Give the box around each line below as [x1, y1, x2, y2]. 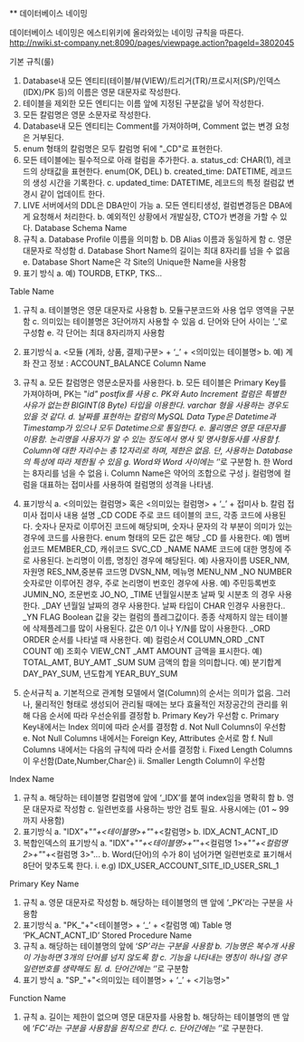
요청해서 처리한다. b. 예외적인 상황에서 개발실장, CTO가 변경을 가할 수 [32, 211, 279, 222]
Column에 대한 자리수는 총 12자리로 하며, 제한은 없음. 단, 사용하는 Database [22, 445, 293, 456]
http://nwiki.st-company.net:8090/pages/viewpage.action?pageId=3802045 [9, 37, 295, 48]
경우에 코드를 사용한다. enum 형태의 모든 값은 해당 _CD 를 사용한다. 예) [22, 533, 273, 543]
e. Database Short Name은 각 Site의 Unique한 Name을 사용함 [22, 256, 247, 267]
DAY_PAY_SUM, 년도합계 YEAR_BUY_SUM [22, 669, 178, 679]
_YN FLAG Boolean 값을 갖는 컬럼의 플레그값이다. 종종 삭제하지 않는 [22, 612, 264, 622]
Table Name [9, 286, 54, 296]
